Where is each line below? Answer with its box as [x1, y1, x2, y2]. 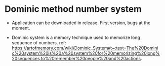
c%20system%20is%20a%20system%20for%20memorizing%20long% [11, 50, 160, 56]
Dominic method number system [4, 3, 142, 15]
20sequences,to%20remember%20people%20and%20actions [11, 55, 141, 61]
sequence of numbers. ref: [11, 39, 66, 45]
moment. [11, 25, 30, 31]
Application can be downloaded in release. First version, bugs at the [11, 20, 151, 26]
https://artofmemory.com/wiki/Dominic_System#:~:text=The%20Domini [11, 45, 159, 51]
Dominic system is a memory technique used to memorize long [11, 34, 140, 40]
